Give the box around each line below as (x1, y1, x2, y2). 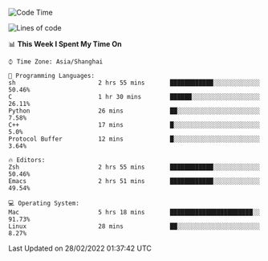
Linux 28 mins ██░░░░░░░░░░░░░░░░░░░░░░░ (8, 222, 261, 230)
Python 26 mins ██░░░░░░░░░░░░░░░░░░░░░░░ (8, 107, 261, 115)
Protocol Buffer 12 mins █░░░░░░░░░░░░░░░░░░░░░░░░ (8, 135, 261, 143)
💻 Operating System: (8, 199, 80, 207)
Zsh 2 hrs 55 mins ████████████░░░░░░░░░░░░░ (8, 163, 261, 171)
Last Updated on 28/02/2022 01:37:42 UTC (8, 243, 152, 253)
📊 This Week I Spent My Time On (8, 39, 122, 48)
